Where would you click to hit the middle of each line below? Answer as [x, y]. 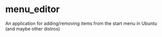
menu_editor [32, 9]
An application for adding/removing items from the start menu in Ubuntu [81, 23]
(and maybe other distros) [33, 28]
